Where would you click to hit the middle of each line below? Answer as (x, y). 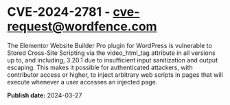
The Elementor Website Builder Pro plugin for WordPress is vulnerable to (110, 45)
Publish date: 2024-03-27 (45, 95)
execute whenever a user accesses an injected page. (82, 82)
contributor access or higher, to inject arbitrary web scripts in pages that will (115, 74)
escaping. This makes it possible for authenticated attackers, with (100, 67)
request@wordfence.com (82, 26)
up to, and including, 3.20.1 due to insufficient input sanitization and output (113, 60)
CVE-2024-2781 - (59, 12)
